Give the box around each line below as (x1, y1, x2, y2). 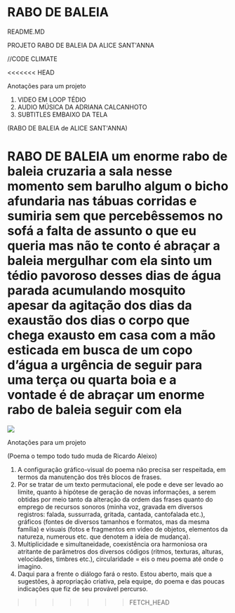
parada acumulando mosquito (7, 283, 186, 299)
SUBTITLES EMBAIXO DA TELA (17, 110, 108, 119)
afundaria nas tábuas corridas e (7, 194, 197, 209)
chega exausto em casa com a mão (7, 328, 216, 344)
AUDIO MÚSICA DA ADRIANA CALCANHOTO (17, 102, 147, 111)
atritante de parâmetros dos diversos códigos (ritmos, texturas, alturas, (17, 547, 224, 555)
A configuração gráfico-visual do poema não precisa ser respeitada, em (17, 465, 226, 473)
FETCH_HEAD (129, 598, 170, 607)
